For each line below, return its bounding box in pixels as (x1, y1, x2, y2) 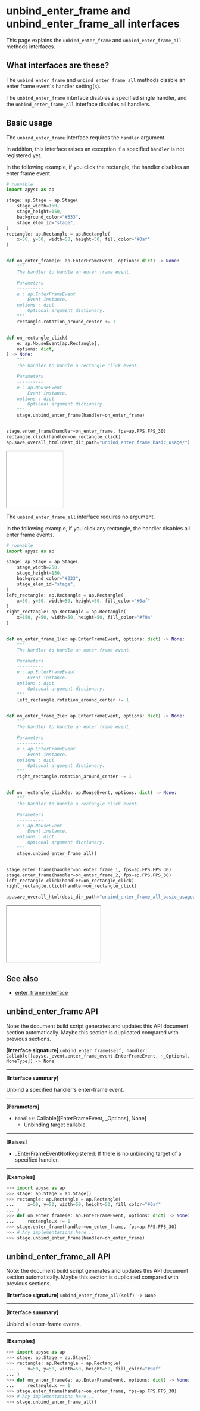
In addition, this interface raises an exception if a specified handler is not (6, 145, 185, 152)
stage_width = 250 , (17, 564, 60, 570)
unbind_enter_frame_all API (6, 1251, 111, 1262)
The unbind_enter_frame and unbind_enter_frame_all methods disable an (6, 76, 186, 83)
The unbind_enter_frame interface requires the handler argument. (6, 133, 166, 141)
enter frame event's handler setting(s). (6, 83, 101, 90)
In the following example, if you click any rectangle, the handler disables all (6, 524, 190, 532)
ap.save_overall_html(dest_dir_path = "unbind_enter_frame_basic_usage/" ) (6, 439, 190, 445)
